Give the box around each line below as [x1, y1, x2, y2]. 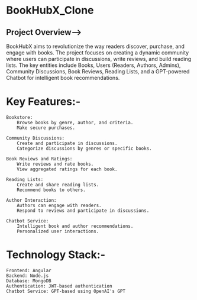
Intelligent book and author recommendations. [17, 223, 134, 229]
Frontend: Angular [6, 267, 51, 273]
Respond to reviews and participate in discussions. [17, 208, 150, 214]
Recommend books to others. [17, 187, 86, 193]
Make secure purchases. [17, 125, 76, 131]
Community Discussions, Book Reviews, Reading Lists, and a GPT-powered [6, 68, 190, 75]
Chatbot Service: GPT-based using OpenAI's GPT [6, 288, 126, 294]
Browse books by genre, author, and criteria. [17, 120, 134, 125]
